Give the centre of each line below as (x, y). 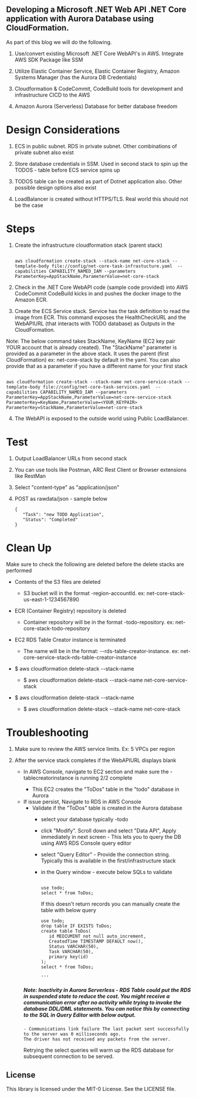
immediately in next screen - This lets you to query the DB (111, 837)
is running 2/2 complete (104, 778)
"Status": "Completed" (50, 519)
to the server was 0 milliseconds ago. (72, 1034)
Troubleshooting (47, 732)
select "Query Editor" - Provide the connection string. (106, 854)
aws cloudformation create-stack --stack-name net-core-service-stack (94, 382)
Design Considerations (63, 130)
